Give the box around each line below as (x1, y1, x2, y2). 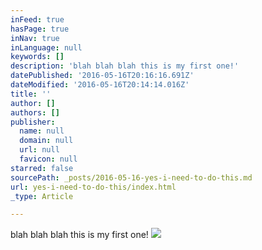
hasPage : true (10, 24, 70, 34)
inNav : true (10, 33, 60, 43)
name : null (19, 126, 65, 136)
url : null (19, 145, 60, 155)
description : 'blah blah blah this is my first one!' (10, 61, 240, 71)
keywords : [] (10, 52, 65, 62)
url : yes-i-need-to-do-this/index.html (10, 182, 177, 192)
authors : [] (10, 107, 60, 118)
